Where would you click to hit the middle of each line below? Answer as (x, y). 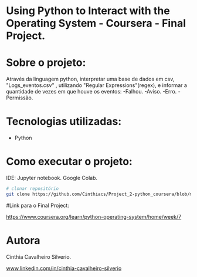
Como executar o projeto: (69, 161)
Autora (23, 240)
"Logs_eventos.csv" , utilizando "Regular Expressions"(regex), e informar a (97, 85)
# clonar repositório (33, 189)
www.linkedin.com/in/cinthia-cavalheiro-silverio (64, 268)
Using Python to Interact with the (88, 11)
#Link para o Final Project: (38, 205)
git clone (18, 194)
